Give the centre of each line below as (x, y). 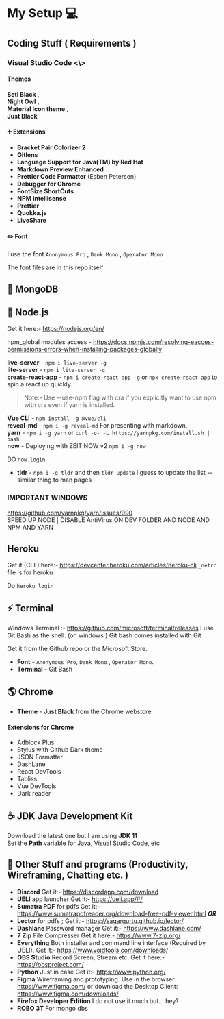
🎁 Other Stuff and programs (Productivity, (98, 864)
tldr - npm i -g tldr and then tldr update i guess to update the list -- (115, 473)
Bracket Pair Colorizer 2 (52, 147)
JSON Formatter (40, 757)
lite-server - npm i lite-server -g (56, 370)
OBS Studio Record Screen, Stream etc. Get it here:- (91, 957)
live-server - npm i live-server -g (57, 363)
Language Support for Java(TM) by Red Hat (80, 162)
